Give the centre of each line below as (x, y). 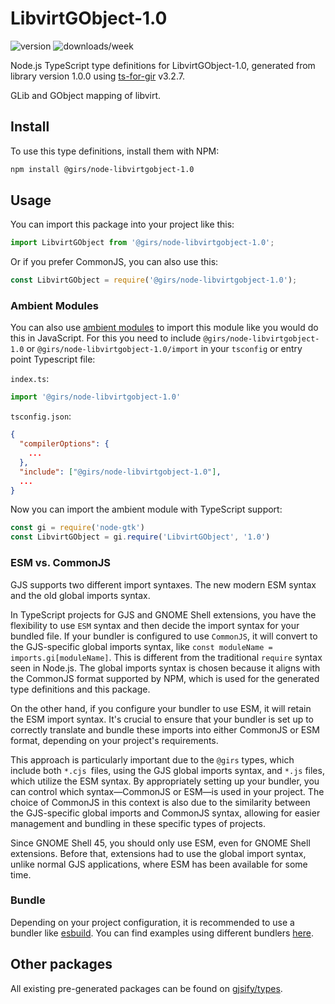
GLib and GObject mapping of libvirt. (86, 95)
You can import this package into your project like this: (122, 224)
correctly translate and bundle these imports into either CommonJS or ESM (165, 729)
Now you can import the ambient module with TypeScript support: (146, 509)
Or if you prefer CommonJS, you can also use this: (114, 262)
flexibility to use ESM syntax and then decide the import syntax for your (155, 625)
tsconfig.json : (41, 416)
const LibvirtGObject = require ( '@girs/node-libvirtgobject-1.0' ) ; (154, 280)
